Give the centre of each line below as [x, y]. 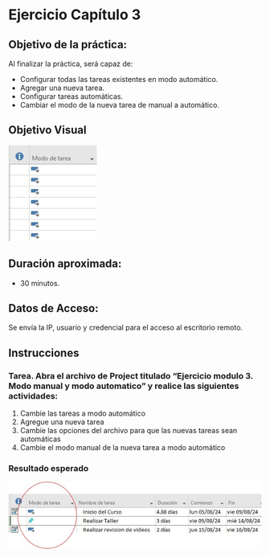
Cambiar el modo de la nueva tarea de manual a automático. [119, 105]
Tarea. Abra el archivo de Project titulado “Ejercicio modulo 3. [131, 375]
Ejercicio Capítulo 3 [75, 15]
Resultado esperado [49, 469]
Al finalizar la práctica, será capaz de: [71, 63]
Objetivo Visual [47, 130]
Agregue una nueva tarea [62, 422]
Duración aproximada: [65, 264]
